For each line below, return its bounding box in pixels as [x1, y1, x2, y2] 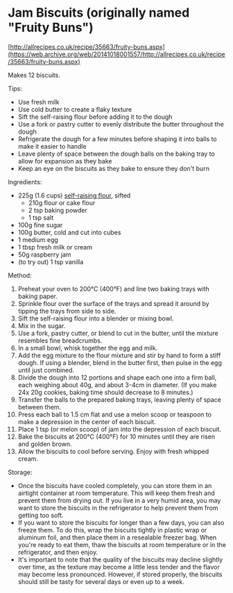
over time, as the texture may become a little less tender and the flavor [17, 562, 221, 571]
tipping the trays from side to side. [17, 307, 116, 315]
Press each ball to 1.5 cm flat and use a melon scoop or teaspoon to [17, 410, 212, 419]
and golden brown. [17, 439, 72, 448]
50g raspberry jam [17, 250, 71, 259]
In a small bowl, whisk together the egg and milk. [17, 343, 158, 352]
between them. [17, 403, 62, 411]
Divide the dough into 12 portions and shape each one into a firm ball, [17, 373, 217, 382]
